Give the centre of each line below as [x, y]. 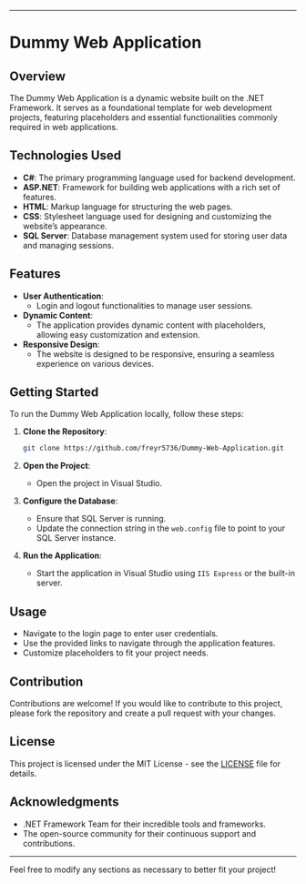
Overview [38, 76]
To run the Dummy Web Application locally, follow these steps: [127, 414]
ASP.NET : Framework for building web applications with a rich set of [151, 187]
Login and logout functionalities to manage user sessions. [144, 305]
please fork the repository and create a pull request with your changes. [143, 713]
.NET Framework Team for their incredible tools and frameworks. [144, 824]
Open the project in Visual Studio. [99, 483]
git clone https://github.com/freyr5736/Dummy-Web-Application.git [153, 448]
